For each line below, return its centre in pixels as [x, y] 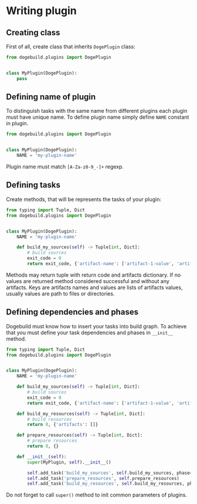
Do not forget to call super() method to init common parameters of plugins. [97, 495]
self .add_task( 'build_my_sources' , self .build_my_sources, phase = [110, 473]
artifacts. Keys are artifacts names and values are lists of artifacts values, [94, 287]
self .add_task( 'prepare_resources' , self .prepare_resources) [103, 478]
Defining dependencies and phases [72, 312]
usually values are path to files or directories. [60, 293]
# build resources [50, 419]
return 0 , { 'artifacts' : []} [63, 425]
